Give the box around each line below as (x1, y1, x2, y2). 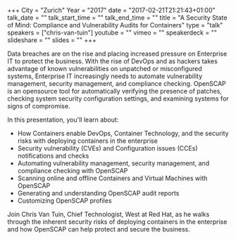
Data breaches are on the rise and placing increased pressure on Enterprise (7, 49, 228, 58)
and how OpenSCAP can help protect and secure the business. (7, 225, 190, 233)
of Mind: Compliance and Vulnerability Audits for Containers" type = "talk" (7, 21, 223, 29)
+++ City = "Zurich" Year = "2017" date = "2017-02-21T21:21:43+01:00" (7, 6, 216, 14)
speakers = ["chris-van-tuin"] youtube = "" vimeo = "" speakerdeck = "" (7, 28, 217, 37)
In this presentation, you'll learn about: (7, 115, 119, 124)
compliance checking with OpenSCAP (17, 167, 128, 175)
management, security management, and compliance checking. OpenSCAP (7, 80, 227, 87)
